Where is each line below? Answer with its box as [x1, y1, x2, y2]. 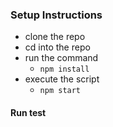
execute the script [24, 73, 100, 85]
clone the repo [24, 31, 86, 43]
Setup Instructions [10, 8, 103, 22]
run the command [24, 52, 99, 64]
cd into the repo [24, 41, 91, 53]
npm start [39, 86, 82, 96]
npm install [39, 64, 90, 75]
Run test [10, 106, 47, 118]
